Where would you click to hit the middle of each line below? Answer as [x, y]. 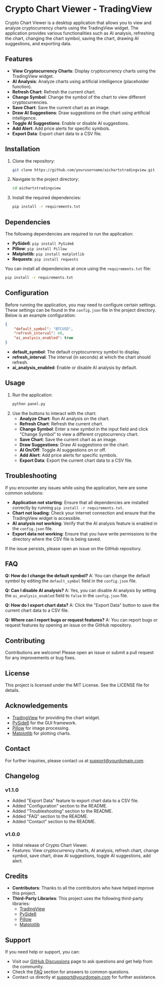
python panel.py [29, 404]
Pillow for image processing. [41, 728]
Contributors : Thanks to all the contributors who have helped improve [83, 888]
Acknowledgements [36, 706]
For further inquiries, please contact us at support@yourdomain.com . [75, 760]
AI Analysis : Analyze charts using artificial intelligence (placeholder [81, 81]
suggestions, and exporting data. [38, 43]
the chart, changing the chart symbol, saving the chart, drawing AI [72, 38]
